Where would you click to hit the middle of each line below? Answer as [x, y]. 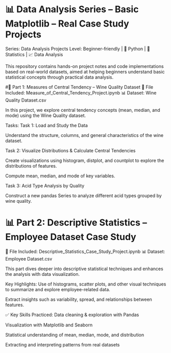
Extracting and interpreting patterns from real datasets [63, 344]
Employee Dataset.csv [29, 258]
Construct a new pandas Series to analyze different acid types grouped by [83, 195]
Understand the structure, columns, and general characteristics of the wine [84, 135]
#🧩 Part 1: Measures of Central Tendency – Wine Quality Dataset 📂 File [79, 87]
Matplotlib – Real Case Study [67, 24]
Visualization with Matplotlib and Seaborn [49, 325]
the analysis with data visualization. [43, 274]
